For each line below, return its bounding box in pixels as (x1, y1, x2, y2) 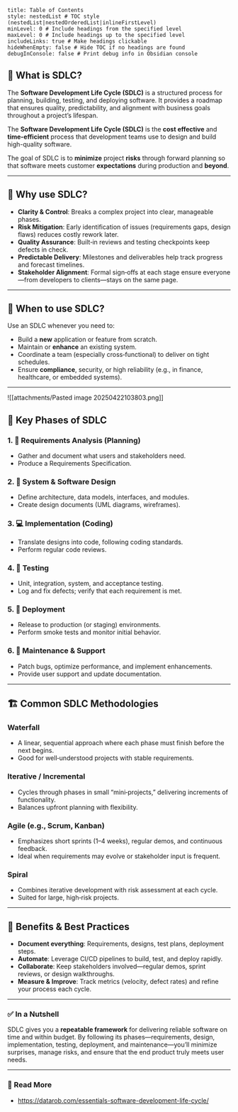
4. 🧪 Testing (7, 562, 50, 572)
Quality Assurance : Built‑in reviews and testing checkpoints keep (17, 237, 210, 246)
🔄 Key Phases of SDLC (7, 414, 108, 426)
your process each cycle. (17, 985, 92, 993)
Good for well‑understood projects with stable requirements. (17, 754, 194, 762)
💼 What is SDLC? (7, 70, 83, 82)
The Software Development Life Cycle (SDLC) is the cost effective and (7, 124, 217, 133)
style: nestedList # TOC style (7, 13, 100, 20)
